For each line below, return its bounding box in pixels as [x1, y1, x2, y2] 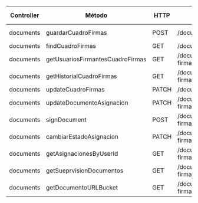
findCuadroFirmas [46, 42, 96, 50]
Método [85, 11, 108, 19]
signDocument [46, 116, 87, 123]
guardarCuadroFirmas [46, 29, 107, 37]
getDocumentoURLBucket [46, 184, 118, 191]
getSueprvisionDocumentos [46, 166, 124, 175]
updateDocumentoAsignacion [46, 99, 128, 107]
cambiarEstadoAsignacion [46, 133, 119, 140]
